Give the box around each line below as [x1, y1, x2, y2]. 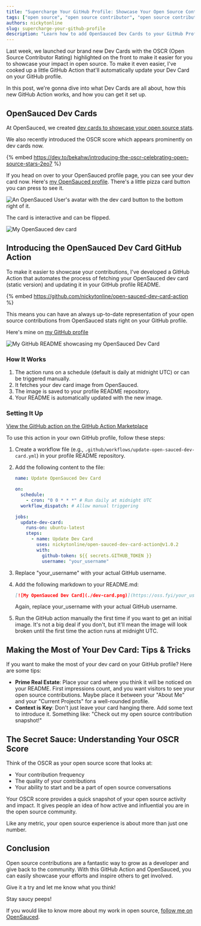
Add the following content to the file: [14, 464, 105, 471]
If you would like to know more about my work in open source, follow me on [6, 907, 193, 914]
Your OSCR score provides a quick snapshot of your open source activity [6, 795, 187, 803]
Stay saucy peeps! [6, 895, 52, 902]
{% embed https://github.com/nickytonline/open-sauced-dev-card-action [6, 292, 188, 299]
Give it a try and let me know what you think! [6, 883, 116, 891]
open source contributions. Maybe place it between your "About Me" [14, 691, 185, 698]
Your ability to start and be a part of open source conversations [14, 784, 172, 791]
